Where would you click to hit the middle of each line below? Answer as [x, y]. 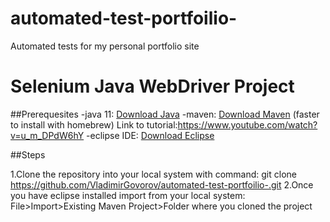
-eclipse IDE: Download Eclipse [150, 135]
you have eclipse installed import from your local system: [128, 195]
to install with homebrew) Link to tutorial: [94, 124]
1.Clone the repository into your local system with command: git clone [153, 174]
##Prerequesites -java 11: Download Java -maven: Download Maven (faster [165, 114]
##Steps [28, 154]
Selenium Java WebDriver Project [152, 86]
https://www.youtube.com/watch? [247, 124]
